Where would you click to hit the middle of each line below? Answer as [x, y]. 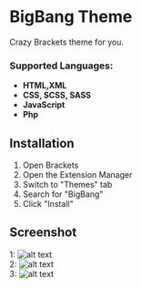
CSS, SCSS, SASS [56, 95]
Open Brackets [51, 165]
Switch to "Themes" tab [67, 185]
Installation [42, 143]
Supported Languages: [61, 66]
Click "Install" [48, 204]
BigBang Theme [71, 17]
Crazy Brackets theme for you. [67, 42]
